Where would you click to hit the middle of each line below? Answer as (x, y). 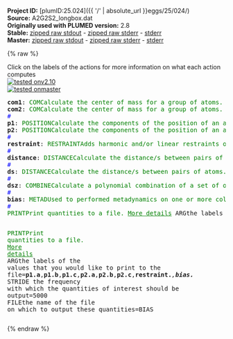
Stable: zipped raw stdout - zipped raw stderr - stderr (84, 33)
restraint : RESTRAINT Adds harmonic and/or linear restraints (113, 144)
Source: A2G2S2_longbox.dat (50, 18)
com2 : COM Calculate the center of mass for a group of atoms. (115, 109)
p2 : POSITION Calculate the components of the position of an (113, 130)
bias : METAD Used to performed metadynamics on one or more (110, 199)
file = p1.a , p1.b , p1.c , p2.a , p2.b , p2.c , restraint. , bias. (101, 275)
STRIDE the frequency (44, 282)
